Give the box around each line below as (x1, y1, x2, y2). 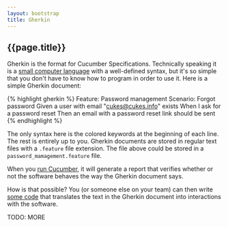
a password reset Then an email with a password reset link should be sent (7, 109, 216, 118)
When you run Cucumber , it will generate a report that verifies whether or (7, 165, 214, 173)
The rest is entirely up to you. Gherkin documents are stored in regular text (7, 137, 217, 146)
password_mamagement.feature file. (7, 152, 102, 160)
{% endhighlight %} (7, 117, 63, 125)
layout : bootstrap (7, 10, 59, 17)
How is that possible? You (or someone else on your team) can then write (7, 185, 214, 193)
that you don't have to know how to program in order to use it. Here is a (7, 75, 208, 83)
